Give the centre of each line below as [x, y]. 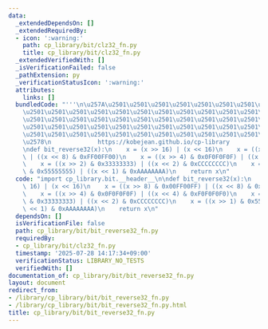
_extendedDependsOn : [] [55, 23]
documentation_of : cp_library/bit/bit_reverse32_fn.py [101, 275]
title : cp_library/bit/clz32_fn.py [82, 53]
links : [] [39, 97]
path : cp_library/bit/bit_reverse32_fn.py [87, 231]
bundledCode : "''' [46, 105]
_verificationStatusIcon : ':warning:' [80, 82]
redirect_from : [33, 291]
